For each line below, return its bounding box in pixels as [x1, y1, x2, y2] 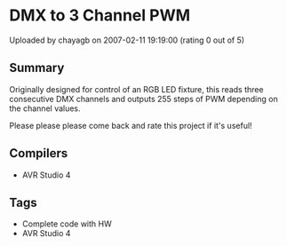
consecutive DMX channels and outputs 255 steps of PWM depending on [9, 93, 278, 104]
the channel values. [9, 103, 82, 114]
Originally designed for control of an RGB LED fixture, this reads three [9, 83, 264, 94]
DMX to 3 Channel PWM [9, 5, 191, 26]
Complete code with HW [21, 218, 113, 229]
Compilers [9, 146, 68, 161]
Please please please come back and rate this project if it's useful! [9, 120, 252, 131]
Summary [9, 60, 65, 75]
